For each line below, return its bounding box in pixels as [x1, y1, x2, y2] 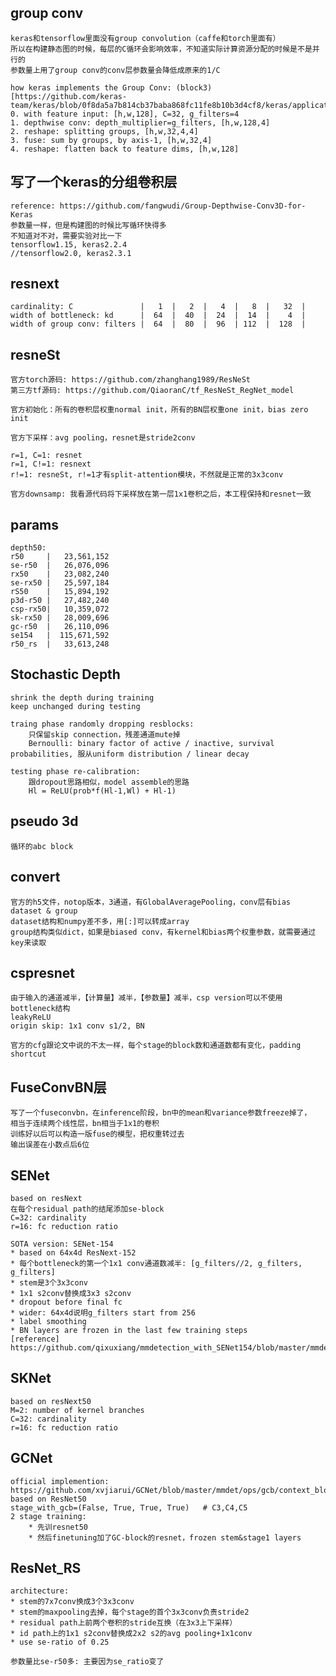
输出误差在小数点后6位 [10, 1140, 90, 1150]
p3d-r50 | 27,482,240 [10, 596, 110, 606]
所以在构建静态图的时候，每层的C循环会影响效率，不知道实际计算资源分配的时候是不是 [10, 44, 313, 54]
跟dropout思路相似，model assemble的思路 [28, 777, 190, 787]
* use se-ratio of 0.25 [10, 1637, 110, 1648]
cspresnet [10, 964, 75, 981]
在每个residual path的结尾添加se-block [10, 1204, 165, 1214]
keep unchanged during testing [10, 701, 141, 711]
